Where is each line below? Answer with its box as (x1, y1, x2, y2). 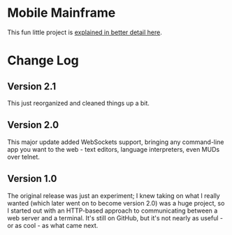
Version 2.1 (7, 80, 57, 92)
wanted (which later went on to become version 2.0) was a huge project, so (7, 199, 225, 207)
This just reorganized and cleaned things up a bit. (7, 99, 150, 107)
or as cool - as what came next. (7, 221, 99, 229)
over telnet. (7, 152, 41, 161)
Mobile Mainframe (7, 5, 116, 21)
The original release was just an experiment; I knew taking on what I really (7, 191, 220, 200)
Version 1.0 (7, 173, 57, 185)
